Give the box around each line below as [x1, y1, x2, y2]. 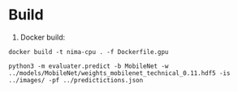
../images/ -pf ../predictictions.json [8, 76, 144, 84]
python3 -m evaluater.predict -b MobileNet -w [8, 62, 169, 70]
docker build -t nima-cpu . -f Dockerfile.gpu [8, 48, 169, 56]
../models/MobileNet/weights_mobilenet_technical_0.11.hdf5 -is [8, 69, 231, 77]
